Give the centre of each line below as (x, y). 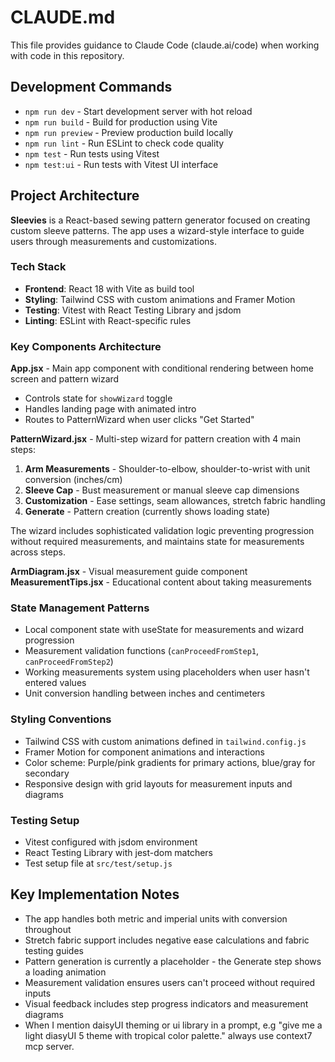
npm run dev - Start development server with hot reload (138, 111)
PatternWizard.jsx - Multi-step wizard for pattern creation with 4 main (155, 439)
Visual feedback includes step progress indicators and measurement (166, 1003)
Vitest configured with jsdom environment (111, 842)
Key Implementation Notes (95, 894)
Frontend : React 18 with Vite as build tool (109, 288)
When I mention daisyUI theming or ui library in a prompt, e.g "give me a (173, 1025)
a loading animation (65, 972)
